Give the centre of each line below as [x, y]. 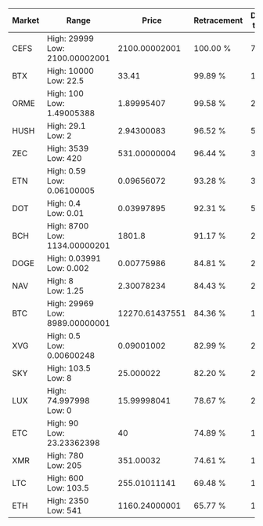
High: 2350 [68, 500]
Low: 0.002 [68, 268]
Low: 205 [64, 465]
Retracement [218, 20]
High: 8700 [68, 226]
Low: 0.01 [65, 213]
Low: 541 [64, 511]
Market [26, 20]
